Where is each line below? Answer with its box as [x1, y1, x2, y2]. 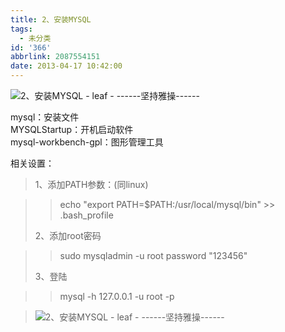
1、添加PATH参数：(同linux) [34, 179, 149, 190]
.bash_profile [59, 209, 114, 221]
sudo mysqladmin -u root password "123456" [59, 250, 248, 261]
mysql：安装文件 [10, 111, 80, 123]
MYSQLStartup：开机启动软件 [10, 124, 134, 135]
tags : [10, 24, 33, 34]
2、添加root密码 [34, 230, 102, 241]
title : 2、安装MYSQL [10, 14, 92, 25]
